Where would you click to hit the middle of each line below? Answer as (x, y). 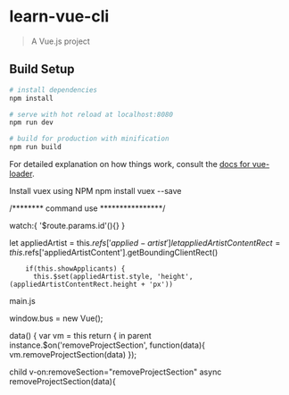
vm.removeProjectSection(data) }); (73, 354)
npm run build (36, 147)
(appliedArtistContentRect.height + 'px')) (91, 284)
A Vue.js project (61, 41)
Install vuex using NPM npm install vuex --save (95, 191)
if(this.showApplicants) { (75, 269)
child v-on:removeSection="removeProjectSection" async (116, 372)
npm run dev (31, 122)
